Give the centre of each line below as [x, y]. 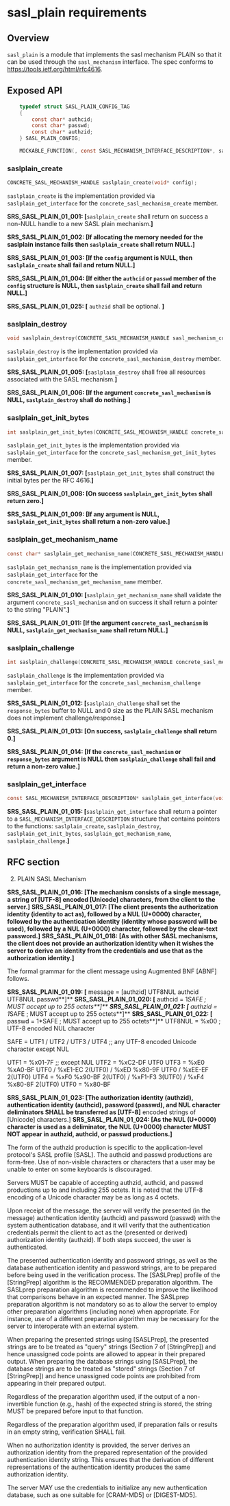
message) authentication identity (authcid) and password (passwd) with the [114, 1217]
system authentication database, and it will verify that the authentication [109, 1225]
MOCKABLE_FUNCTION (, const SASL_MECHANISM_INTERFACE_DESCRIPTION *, [117, 151]
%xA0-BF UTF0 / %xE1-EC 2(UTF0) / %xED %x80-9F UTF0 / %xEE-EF [108, 1070]
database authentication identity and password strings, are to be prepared [112, 1267]
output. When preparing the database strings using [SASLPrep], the [103, 1361]
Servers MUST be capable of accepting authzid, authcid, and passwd [105, 1182]
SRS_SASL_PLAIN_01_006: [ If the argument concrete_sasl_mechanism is [109, 392]
